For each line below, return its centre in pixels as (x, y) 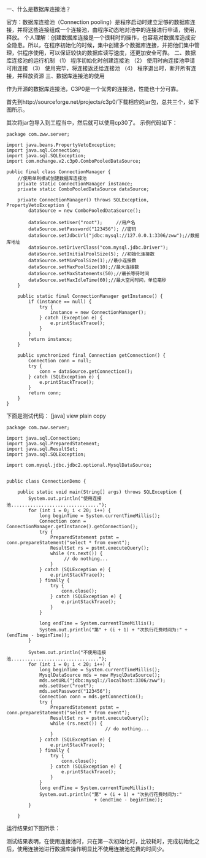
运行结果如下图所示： (33, 828)
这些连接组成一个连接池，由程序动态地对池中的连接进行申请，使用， (113, 30)
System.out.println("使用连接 (65, 499)
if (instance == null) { (60, 302)
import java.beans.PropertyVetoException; (61, 145)
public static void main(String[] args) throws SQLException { (100, 492)
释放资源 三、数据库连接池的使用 (63, 76)
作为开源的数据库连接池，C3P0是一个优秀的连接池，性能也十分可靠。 (94, 89)
